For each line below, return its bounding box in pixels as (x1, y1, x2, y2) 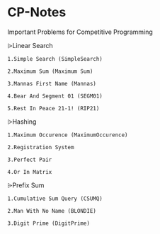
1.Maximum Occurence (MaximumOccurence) (7, 131, 129, 139)
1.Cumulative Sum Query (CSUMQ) (7, 195, 103, 202)
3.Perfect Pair (7, 156, 52, 163)
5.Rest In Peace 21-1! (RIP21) (7, 105, 100, 112)
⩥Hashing (7, 117, 37, 126)
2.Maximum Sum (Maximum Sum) (7, 68, 93, 75)
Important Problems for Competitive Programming (7, 28, 154, 36)
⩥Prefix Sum (7, 181, 45, 189)
